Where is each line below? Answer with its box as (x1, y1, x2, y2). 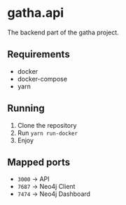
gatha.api (7, 5, 64, 21)
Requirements (7, 48, 70, 60)
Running (7, 102, 45, 114)
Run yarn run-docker (17, 128, 78, 137)
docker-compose (17, 74, 68, 83)
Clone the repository (17, 121, 77, 129)
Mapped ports (7, 156, 71, 168)
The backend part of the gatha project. (7, 28, 119, 37)
